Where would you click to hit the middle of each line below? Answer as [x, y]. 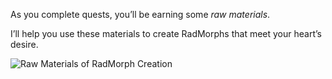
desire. [24, 44]
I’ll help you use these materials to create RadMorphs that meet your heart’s [166, 33]
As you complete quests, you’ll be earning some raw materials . [140, 14]
